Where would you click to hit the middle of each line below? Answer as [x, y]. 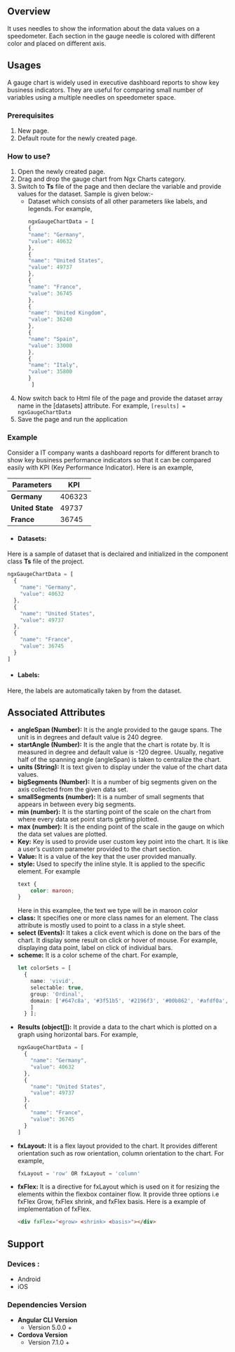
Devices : [23, 1264]
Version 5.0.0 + [50, 1327]
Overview [29, 12]
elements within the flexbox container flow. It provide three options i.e [118, 1194]
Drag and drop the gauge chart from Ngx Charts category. [101, 179]
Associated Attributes [56, 712]
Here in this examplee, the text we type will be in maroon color [108, 911]
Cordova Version [42, 1335]
